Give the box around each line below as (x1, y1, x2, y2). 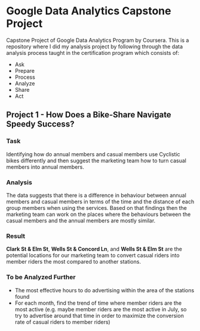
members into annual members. (6, 163, 85, 171)
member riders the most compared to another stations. (6, 258, 141, 265)
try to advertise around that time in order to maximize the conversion (14, 312, 184, 319)
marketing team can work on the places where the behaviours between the (6, 211, 191, 218)
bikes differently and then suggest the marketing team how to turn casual (6, 157, 187, 164)
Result (6, 231, 26, 240)
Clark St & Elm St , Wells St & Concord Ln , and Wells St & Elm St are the (6, 246, 183, 253)
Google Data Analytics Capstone (6, 4, 171, 18)
